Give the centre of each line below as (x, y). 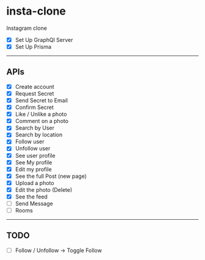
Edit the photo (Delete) (44, 189)
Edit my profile (33, 169)
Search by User (35, 128)
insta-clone (36, 11)
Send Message (34, 203)
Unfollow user (33, 149)
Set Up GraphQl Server (44, 40)
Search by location (39, 135)
